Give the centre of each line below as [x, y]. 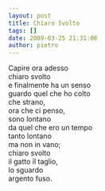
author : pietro [33, 46]
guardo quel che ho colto [49, 94]
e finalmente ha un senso [50, 86]
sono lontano [30, 119]
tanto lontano [30, 136]
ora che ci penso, [37, 111]
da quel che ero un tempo [51, 128]
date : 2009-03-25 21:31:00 [53, 38]
